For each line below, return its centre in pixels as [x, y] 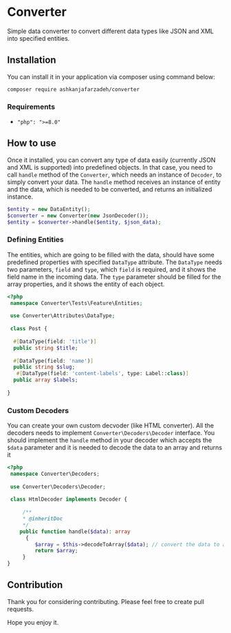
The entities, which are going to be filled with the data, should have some [111, 254]
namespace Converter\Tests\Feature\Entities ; [76, 303]
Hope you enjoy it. [33, 622]
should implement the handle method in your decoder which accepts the [110, 440]
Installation [32, 60]
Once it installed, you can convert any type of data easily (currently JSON [111, 160]
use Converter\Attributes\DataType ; [63, 316]
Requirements [31, 106]
